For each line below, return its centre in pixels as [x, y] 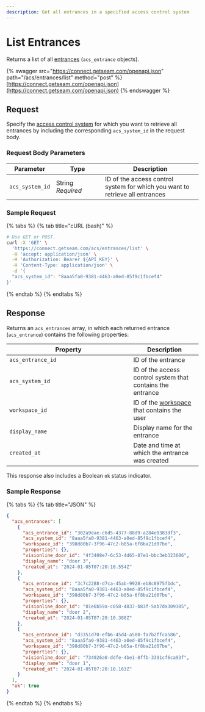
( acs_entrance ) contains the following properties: [68, 334]
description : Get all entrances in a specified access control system [98, 12]
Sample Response [34, 491]
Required [69, 190]
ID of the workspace [162, 402]
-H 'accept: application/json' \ [54, 254]
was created [151, 460]
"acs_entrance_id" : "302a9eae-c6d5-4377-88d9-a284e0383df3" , [102, 533]
